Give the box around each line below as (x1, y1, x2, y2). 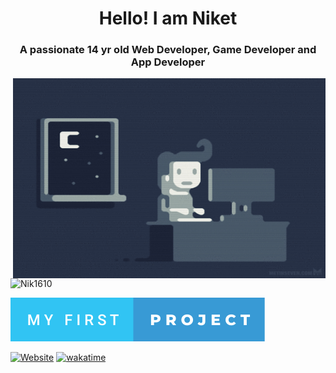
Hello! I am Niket (98, 7, 238, 30)
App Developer (130, 55, 206, 69)
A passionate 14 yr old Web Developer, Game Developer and (19, 43, 317, 57)
